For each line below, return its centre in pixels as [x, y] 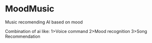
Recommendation [23, 36]
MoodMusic [30, 9]
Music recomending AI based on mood [44, 22]
